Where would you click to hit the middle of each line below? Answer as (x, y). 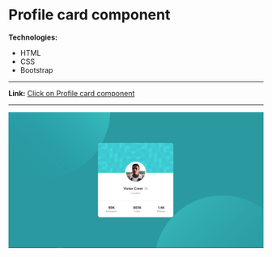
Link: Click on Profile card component (72, 93)
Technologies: (33, 37)
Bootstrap (36, 70)
